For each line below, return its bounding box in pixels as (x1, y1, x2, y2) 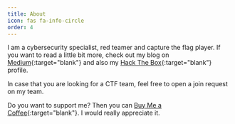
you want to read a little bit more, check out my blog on (7, 51, 169, 59)
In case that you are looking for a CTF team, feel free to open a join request (7, 80, 228, 88)
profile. (7, 66, 28, 75)
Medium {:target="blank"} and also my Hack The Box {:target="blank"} (7, 58, 212, 67)
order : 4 (7, 24, 33, 31)
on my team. (7, 87, 44, 96)
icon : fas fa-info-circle (7, 17, 84, 24)
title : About (7, 10, 46, 18)
